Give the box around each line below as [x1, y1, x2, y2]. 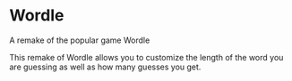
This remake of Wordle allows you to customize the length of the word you [9, 52, 284, 62]
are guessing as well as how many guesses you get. [9, 61, 202, 72]
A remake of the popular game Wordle [9, 35, 150, 45]
